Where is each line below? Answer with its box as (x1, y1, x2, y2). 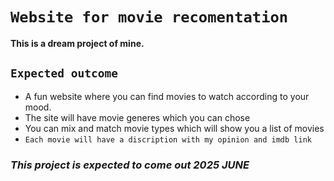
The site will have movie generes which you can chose (24, 111, 251, 123)
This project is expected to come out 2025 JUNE (10, 158, 250, 172)
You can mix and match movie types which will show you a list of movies (24, 122, 325, 134)
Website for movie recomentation (10, 8, 289, 27)
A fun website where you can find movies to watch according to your (24, 90, 310, 102)
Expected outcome (10, 66, 118, 81)
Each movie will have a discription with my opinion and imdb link (24, 134, 312, 145)
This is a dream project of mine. (10, 37, 145, 49)
